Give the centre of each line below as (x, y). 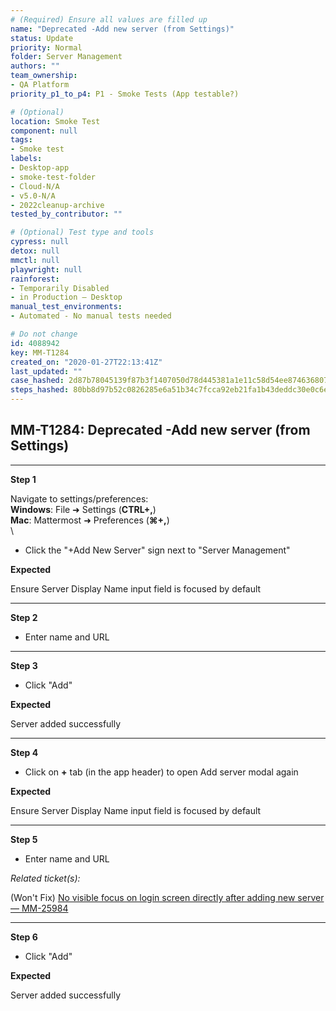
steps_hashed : (40, 390)
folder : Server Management (66, 57)
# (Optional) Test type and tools (82, 232)
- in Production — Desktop (66, 297)
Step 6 (24, 937)
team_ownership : (44, 76)
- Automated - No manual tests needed (91, 316)
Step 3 (24, 665)
